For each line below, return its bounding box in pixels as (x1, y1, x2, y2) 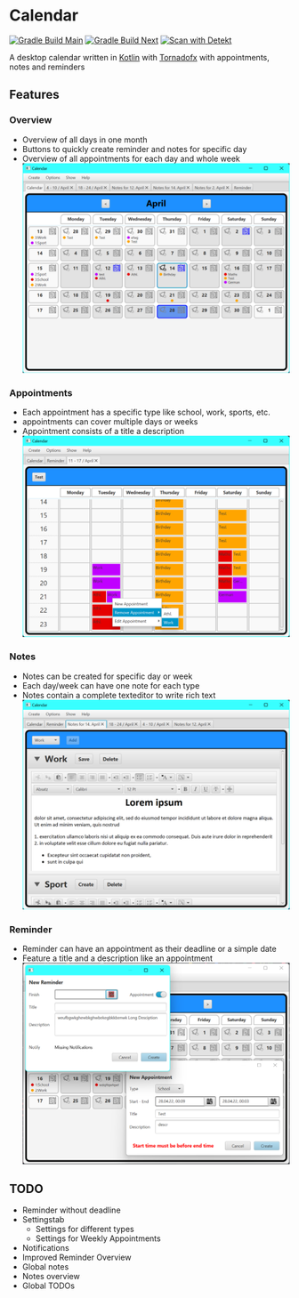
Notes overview (21, 1271, 80, 1282)
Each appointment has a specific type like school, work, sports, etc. (21, 407, 271, 417)
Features (9, 87, 60, 102)
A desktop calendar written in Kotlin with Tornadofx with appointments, (9, 52, 270, 62)
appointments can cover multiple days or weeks (21, 415, 198, 427)
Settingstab (21, 1214, 65, 1225)
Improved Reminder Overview (21, 1252, 132, 1263)
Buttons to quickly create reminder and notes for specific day (21, 143, 247, 154)
